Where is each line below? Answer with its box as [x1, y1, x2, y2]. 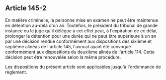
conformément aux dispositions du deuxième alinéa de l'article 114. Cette [5, 49, 155, 55]
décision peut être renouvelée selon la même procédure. [5, 54, 121, 60]
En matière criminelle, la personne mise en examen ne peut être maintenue [5, 17, 158, 23]
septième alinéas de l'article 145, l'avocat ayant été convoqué [5, 43, 131, 49]
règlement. [5, 69, 27, 75]
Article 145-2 [5, 4, 47, 12]
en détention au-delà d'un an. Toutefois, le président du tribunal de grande [5, 22, 158, 28]
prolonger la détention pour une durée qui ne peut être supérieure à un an [5, 33, 157, 39]
